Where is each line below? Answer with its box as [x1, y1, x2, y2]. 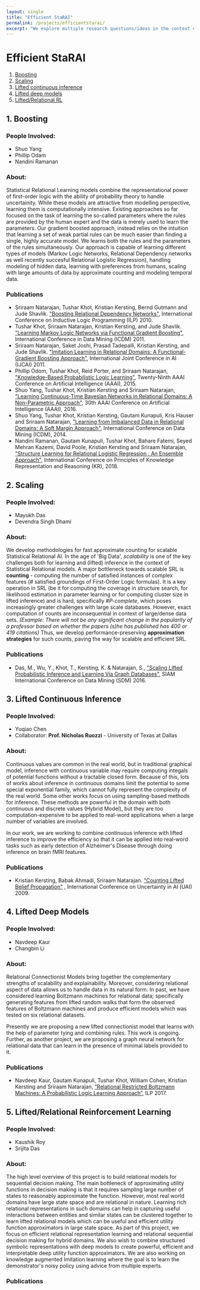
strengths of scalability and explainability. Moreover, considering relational [6, 980, 189, 987]
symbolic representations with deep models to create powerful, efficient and [6, 1243, 193, 1251]
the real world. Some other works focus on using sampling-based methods [6, 792, 190, 799]
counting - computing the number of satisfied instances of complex [6, 572, 173, 579]
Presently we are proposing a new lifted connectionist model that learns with [6, 1023, 194, 1030]
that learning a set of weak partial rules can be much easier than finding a [6, 231, 187, 238]
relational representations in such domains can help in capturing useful [6, 1205, 180, 1212]
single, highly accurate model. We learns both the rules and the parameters [6, 237, 191, 245]
